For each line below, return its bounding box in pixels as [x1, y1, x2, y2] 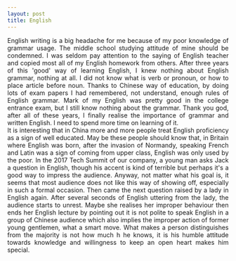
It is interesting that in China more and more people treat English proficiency [7, 126, 229, 134]
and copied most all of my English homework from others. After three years [7, 58, 229, 67]
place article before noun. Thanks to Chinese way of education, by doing [7, 81, 229, 89]
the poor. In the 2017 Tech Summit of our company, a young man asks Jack [7, 155, 229, 164]
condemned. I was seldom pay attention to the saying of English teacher [7, 51, 229, 60]
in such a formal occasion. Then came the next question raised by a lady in [7, 186, 229, 194]
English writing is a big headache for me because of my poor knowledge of [7, 36, 229, 44]
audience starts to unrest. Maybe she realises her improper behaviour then [7, 200, 229, 209]
